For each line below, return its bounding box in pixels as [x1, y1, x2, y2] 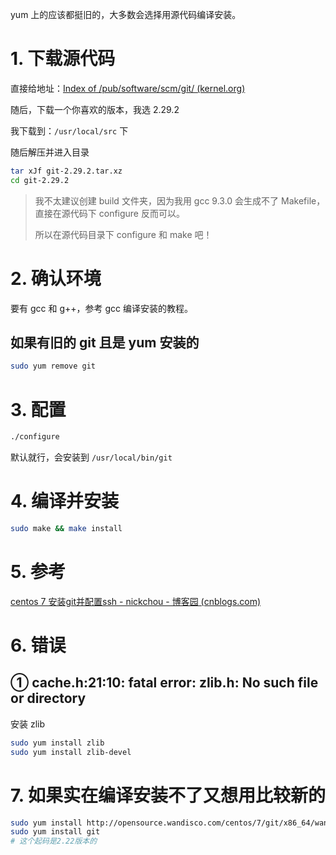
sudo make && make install [10, 524, 123, 534]
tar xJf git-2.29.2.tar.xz [10, 166, 123, 176]
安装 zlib [10, 718, 46, 730]
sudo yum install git [10, 827, 101, 837]
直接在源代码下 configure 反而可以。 [34, 207, 185, 219]
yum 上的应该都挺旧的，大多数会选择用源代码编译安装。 [10, 9, 242, 20]
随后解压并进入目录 [10, 146, 90, 158]
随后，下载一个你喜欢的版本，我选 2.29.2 [10, 103, 180, 115]
